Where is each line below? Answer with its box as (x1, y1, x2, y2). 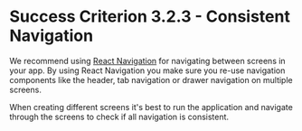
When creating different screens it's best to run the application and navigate (9, 101, 294, 112)
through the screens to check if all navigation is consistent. (9, 111, 229, 122)
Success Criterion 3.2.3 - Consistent (9, 6, 291, 27)
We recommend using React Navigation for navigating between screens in (9, 55, 287, 66)
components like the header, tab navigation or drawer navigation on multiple (9, 74, 293, 85)
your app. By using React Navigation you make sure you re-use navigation (9, 65, 286, 76)
